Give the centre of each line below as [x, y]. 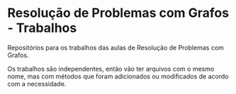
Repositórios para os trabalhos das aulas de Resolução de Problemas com [116, 47]
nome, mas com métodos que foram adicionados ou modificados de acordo [118, 76]
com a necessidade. [37, 83]
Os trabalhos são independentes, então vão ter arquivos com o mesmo [111, 69]
